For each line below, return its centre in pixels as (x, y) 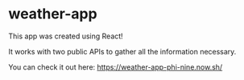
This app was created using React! (66, 36)
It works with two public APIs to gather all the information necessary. (122, 51)
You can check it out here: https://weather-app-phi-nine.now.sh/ (116, 67)
